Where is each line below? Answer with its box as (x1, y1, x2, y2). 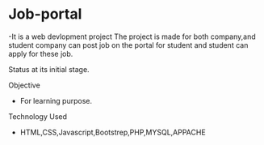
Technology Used (8, 111, 67, 122)
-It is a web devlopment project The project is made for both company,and (8, 32, 256, 41)
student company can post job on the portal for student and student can (8, 40, 249, 49)
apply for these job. (8, 49, 73, 58)
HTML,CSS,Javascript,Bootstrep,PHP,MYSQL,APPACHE (19, 127, 206, 137)
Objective (8, 80, 40, 90)
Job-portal (8, 5, 82, 23)
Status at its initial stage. (8, 64, 90, 74)
